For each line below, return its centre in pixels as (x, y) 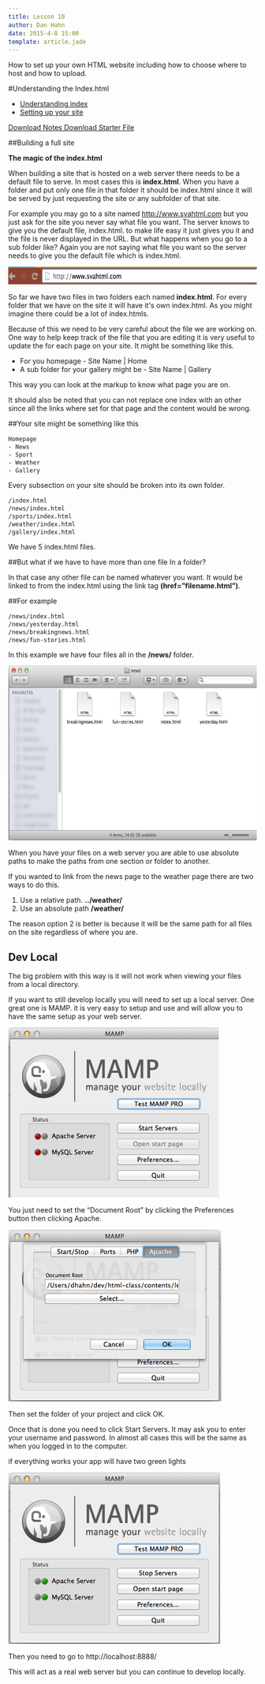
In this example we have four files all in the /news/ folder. (101, 655)
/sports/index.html (40, 516)
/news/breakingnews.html (49, 632)
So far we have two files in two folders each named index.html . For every (128, 297)
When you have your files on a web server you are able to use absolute (123, 853)
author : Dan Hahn (37, 25)
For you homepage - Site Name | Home (83, 361)
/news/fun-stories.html (47, 640)
